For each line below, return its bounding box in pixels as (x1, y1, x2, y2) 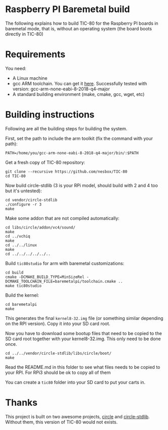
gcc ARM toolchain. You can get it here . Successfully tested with (12, 80, 147, 86)
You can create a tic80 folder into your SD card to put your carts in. (5, 379, 146, 385)
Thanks (5, 397, 38, 408)
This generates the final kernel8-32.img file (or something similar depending (5, 315, 163, 321)
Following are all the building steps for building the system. (5, 125, 128, 132)
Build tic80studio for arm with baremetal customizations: (5, 260, 125, 266)
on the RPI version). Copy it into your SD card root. (5, 320, 110, 327)
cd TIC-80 (5, 173, 26, 179)
